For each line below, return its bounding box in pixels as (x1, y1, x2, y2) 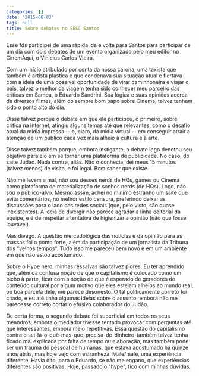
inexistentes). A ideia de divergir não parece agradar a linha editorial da (6, 208, 181, 215)
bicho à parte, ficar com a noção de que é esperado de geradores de (6, 275, 175, 283)
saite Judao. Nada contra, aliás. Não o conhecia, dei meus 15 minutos (6, 159, 176, 166)
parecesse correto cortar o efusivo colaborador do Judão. (6, 301, 149, 308)
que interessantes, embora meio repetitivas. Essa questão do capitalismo (6, 325, 185, 333)
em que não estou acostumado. (6, 251, 84, 259)
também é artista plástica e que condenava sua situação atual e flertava (6, 72, 182, 79)
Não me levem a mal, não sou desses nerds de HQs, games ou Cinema (6, 176, 180, 184)
